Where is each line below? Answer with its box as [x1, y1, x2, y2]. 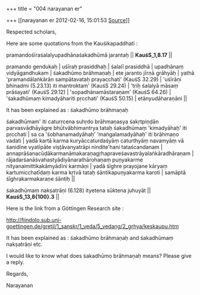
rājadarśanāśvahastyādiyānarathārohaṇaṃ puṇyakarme [6, 156, 143, 163]
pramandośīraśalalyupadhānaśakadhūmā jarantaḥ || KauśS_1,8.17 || [6, 51, 173, 59]
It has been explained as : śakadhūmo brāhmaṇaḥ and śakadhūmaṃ [6, 235, 174, 241]
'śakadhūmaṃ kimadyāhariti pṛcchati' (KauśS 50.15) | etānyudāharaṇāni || [6, 95, 187, 102]
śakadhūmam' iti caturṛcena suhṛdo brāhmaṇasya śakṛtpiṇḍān [6, 118, 159, 125]
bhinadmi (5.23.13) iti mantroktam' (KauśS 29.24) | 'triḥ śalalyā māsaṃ [6, 82, 179, 89]
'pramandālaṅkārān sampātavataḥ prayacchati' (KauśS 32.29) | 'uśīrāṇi [6, 76, 181, 83]
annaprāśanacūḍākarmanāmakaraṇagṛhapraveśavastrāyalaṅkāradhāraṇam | [6, 150, 194, 157]
